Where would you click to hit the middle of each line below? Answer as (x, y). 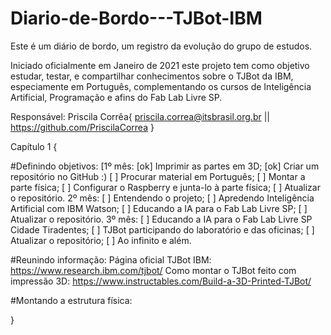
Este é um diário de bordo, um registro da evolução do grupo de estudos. (161, 46)
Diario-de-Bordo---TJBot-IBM (136, 18)
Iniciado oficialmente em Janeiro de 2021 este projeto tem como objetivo (160, 65)
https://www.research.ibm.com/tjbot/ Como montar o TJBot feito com (153, 270)
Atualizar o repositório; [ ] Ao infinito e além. (101, 240)
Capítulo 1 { (34, 146)
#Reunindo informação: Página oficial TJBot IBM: (111, 259)
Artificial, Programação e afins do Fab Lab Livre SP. (116, 97)
